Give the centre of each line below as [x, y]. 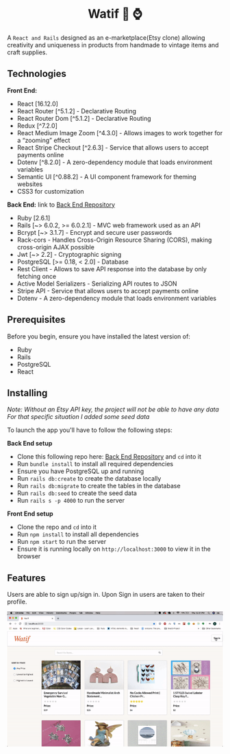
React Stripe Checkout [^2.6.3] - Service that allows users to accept [113, 147]
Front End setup [30, 514]
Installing [27, 393]
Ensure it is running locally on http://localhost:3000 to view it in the [114, 549]
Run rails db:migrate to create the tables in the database [99, 486]
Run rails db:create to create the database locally [89, 479]
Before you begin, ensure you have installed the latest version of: [99, 336]
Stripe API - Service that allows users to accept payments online [108, 290]
